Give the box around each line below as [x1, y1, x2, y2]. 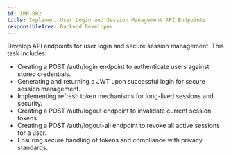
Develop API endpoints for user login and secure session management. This [7, 42, 224, 50]
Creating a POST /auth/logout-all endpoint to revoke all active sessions [17, 122, 220, 130]
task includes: [7, 49, 47, 57]
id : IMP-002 [7, 10, 42, 17]
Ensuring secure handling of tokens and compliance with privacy [17, 136, 203, 145]
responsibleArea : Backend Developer [7, 23, 113, 30]
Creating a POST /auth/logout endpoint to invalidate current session [17, 107, 212, 115]
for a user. [17, 129, 47, 137]
